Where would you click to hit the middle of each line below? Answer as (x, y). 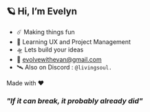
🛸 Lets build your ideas (50, 49)
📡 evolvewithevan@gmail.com (59, 59)
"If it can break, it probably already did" (75, 100)
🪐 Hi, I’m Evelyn (42, 11)
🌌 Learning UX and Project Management (74, 42)
